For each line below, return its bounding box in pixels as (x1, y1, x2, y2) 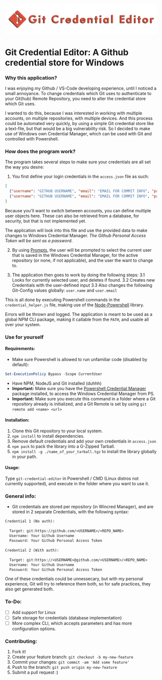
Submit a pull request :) (12, 669, 59, 675)
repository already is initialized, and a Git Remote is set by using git (12, 401, 147, 407)
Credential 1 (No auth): (5, 519, 55, 524)
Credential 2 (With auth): (5, 548, 59, 553)
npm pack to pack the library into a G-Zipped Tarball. (12, 443, 115, 449)
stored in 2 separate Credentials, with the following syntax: (12, 509, 129, 515)
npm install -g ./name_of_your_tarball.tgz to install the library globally (12, 448, 157, 454)
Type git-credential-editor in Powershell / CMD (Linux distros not (5, 475, 139, 481)
